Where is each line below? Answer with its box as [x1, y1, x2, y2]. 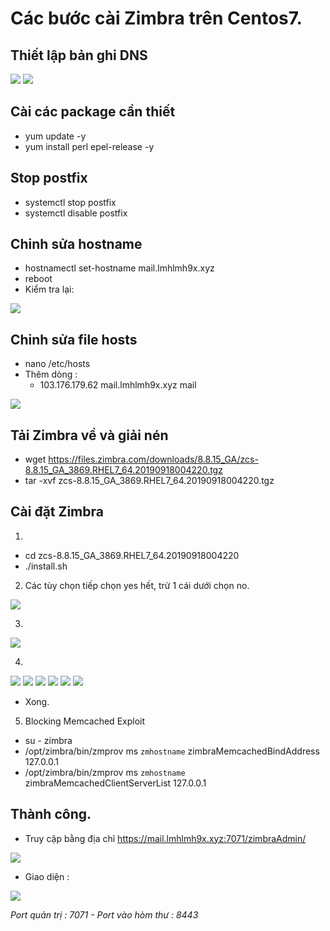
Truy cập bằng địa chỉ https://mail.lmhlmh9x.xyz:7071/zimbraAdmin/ [24, 832, 307, 844]
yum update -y [24, 130, 87, 142]
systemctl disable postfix [24, 207, 128, 219]
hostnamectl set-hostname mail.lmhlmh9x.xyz [24, 262, 215, 274]
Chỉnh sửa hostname [10, 236, 143, 253]
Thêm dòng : [24, 368, 78, 381]
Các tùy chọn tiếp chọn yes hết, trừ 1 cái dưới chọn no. [24, 579, 250, 591]
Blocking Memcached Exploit [24, 715, 146, 727]
